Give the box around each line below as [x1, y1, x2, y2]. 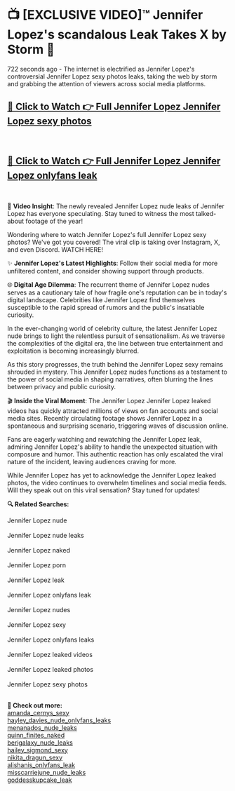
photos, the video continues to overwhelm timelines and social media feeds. [7, 478, 227, 487]
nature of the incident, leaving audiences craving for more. [7, 457, 177, 466]
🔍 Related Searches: [7, 500, 69, 508]
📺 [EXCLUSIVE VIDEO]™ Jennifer [7, 7, 203, 23]
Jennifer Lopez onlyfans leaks [7, 635, 95, 644]
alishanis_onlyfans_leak [7, 760, 76, 769]
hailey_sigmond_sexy [7, 745, 68, 754]
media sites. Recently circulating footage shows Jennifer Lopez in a [7, 414, 203, 422]
